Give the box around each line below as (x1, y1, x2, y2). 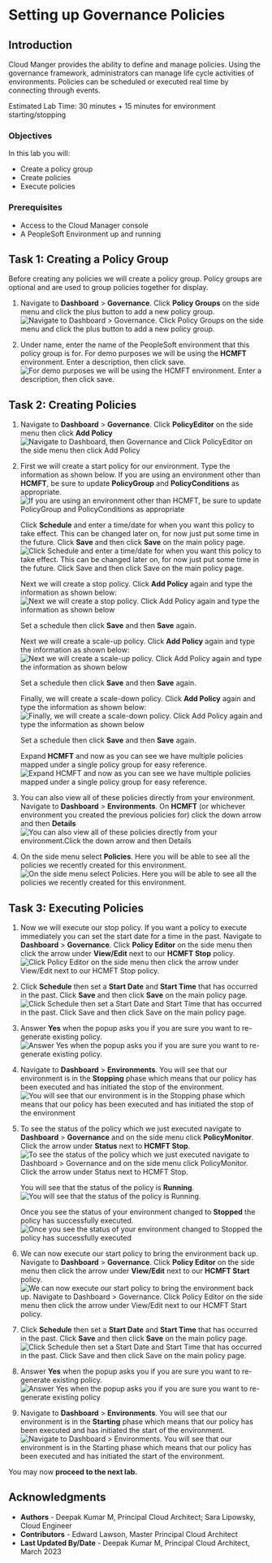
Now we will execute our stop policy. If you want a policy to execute (19, 923, 248, 933)
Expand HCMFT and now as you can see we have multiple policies (19, 751, 244, 761)
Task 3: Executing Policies (8, 901, 145, 915)
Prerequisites (8, 201, 63, 213)
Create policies (19, 173, 71, 183)
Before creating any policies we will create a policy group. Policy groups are (8, 274, 262, 284)
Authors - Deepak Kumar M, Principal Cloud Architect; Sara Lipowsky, (19, 1512, 256, 1522)
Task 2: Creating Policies (8, 398, 136, 412)
